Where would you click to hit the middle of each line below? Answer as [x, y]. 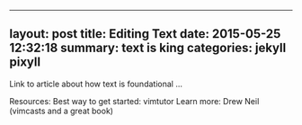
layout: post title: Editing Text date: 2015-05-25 [145, 34]
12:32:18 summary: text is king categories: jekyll [148, 48]
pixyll [25, 62]
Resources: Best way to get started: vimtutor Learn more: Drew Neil [134, 101]
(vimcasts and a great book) [62, 111]
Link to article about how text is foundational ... [96, 84]
